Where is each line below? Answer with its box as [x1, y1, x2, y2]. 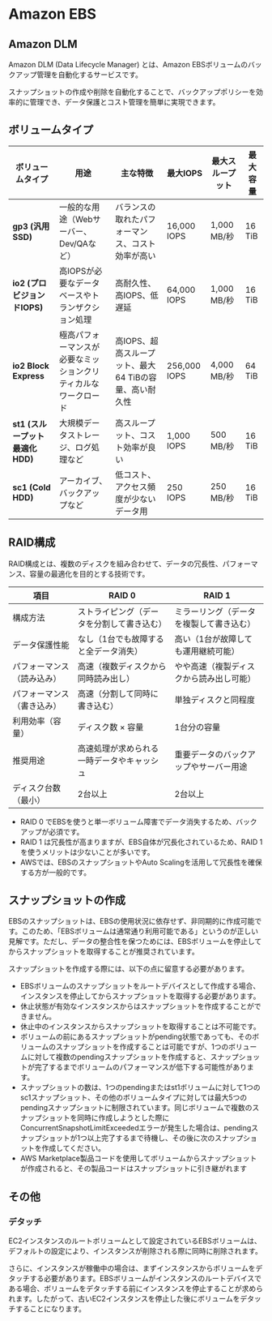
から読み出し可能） [182, 672, 257, 684]
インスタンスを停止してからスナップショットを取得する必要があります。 [19, 991, 261, 1001]
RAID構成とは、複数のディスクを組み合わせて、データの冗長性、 [8, 559, 223, 568]
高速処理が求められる [77, 743, 159, 754]
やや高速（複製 [174, 660, 232, 671]
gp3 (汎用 [12, 221, 50, 232]
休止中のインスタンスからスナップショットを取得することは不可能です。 [19, 1022, 261, 1031]
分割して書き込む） [93, 618, 168, 629]
